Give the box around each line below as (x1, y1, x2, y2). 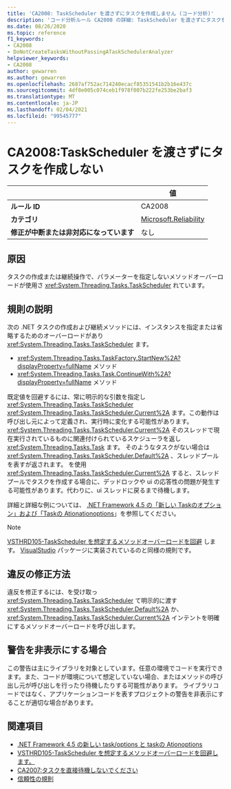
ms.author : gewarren (7, 74, 67, 81)
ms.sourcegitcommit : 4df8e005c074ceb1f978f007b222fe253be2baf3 (7, 87, 192, 94)
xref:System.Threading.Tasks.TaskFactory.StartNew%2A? (16, 354, 181, 362)
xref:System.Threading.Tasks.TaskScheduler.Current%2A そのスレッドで (7, 426, 214, 434)
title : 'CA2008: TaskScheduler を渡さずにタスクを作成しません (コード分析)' (7, 10, 214, 17)
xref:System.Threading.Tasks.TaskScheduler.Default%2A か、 (7, 605, 183, 613)
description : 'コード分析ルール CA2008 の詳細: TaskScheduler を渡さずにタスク (7, 17, 221, 23)
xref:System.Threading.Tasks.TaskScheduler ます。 (7, 340, 153, 349)
